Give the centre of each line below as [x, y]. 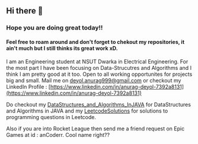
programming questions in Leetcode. [51, 117]
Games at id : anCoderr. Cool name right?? [58, 135]
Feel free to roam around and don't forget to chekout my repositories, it [95, 41]
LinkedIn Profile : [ [28, 87]
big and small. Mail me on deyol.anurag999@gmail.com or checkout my [94, 80]
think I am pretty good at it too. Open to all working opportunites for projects [99, 74]
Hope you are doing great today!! [55, 28]
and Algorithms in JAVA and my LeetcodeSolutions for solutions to [87, 111]
